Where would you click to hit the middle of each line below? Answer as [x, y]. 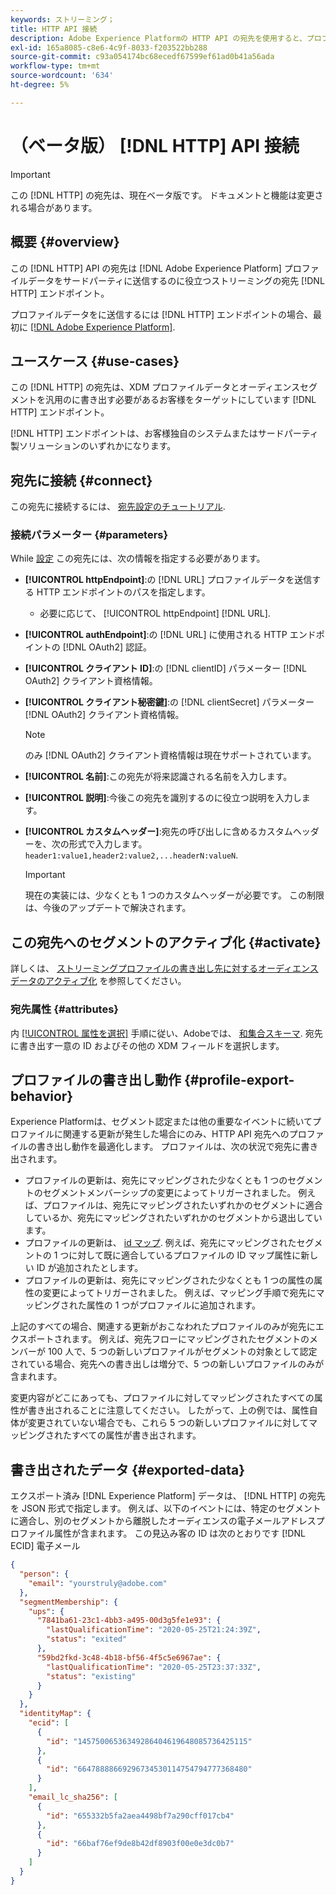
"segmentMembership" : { [68, 1602]
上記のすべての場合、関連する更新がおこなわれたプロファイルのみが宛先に [163, 1327]
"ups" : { [46, 1611]
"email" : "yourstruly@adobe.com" [98, 1583]
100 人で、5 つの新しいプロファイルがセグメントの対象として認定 [182, 1352]
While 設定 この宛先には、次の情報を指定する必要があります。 [138, 558]
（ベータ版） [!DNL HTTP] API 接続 [155, 145]
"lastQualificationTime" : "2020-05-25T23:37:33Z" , [154, 1667]
